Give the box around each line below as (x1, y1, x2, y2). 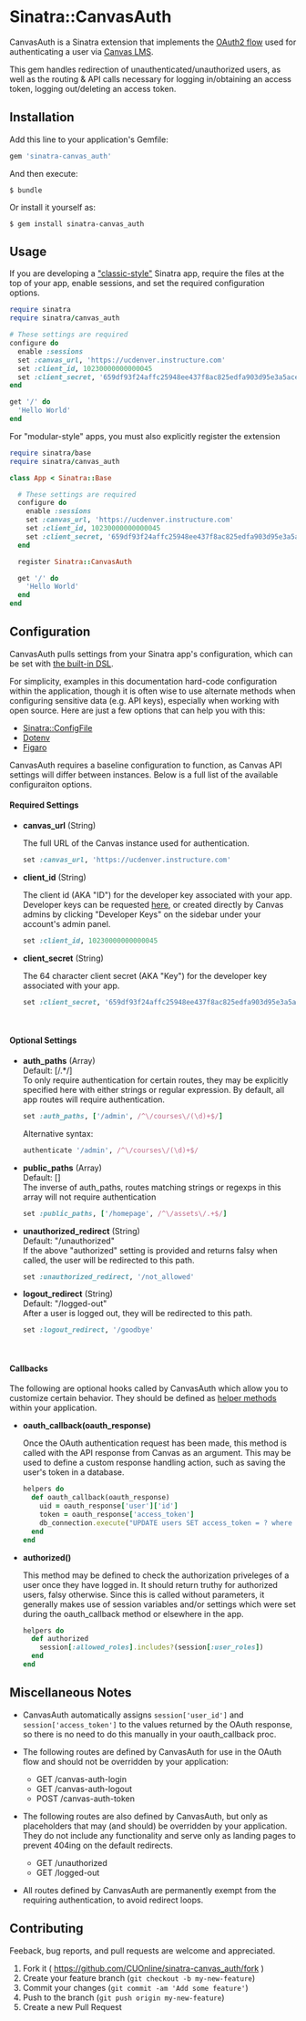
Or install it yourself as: (9, 201, 96, 212)
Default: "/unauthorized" (22, 1235, 116, 1246)
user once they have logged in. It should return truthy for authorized (22, 1579, 278, 1590)
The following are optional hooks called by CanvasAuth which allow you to (9, 1383, 289, 1394)
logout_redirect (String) (22, 1288, 114, 1300)
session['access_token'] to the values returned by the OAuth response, (22, 1718, 293, 1729)
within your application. (9, 1402, 97, 1414)
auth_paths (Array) (22, 1055, 96, 1066)
